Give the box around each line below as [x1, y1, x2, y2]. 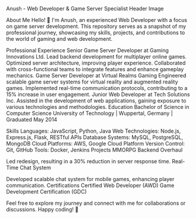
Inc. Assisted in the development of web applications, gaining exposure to [6, 97, 187, 104]
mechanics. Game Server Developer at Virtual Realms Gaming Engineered [6, 72, 187, 79]
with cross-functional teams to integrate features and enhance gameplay [6, 66, 184, 73]
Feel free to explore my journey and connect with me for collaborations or [6, 199, 186, 207]
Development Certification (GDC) [6, 188, 87, 195]
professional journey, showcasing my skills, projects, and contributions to [6, 29, 185, 36]
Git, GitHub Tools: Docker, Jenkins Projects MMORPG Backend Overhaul [6, 146, 183, 153]
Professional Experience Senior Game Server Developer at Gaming [6, 47, 169, 54]
